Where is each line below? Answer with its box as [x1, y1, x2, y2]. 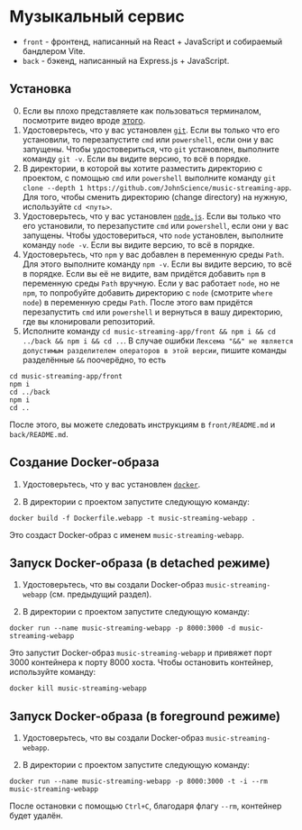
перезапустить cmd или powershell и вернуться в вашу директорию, [22, 306, 283, 317]
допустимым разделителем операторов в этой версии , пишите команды [22, 344, 287, 355]
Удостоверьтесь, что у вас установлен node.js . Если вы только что [22, 210, 281, 222]
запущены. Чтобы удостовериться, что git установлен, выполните [22, 143, 279, 154]
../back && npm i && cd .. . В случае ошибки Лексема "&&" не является [22, 335, 294, 346]
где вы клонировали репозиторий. [22, 315, 156, 326]
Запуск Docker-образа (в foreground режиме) [9, 708, 281, 724]
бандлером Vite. [22, 45, 86, 56]
